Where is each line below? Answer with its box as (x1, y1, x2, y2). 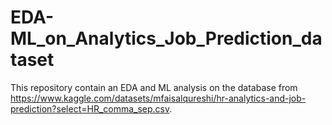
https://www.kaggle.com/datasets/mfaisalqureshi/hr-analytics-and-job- (10, 92, 307, 104)
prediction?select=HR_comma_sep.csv (10, 102, 170, 115)
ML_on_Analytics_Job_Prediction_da (10, 27, 323, 50)
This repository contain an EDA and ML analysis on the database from (10, 81, 298, 93)
